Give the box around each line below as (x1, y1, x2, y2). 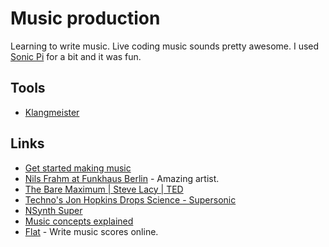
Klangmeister (24, 106, 80, 118)
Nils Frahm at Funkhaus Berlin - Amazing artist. (24, 172, 220, 184)
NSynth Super (24, 204, 83, 216)
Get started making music (24, 162, 132, 174)
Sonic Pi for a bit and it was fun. (10, 50, 142, 62)
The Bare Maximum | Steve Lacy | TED (24, 183, 184, 195)
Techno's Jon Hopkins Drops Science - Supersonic (24, 193, 237, 206)
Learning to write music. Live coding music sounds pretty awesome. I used (10, 40, 320, 52)
